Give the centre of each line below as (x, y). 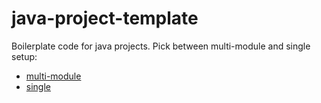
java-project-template (105, 18)
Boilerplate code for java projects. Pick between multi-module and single (161, 46)
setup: (24, 56)
